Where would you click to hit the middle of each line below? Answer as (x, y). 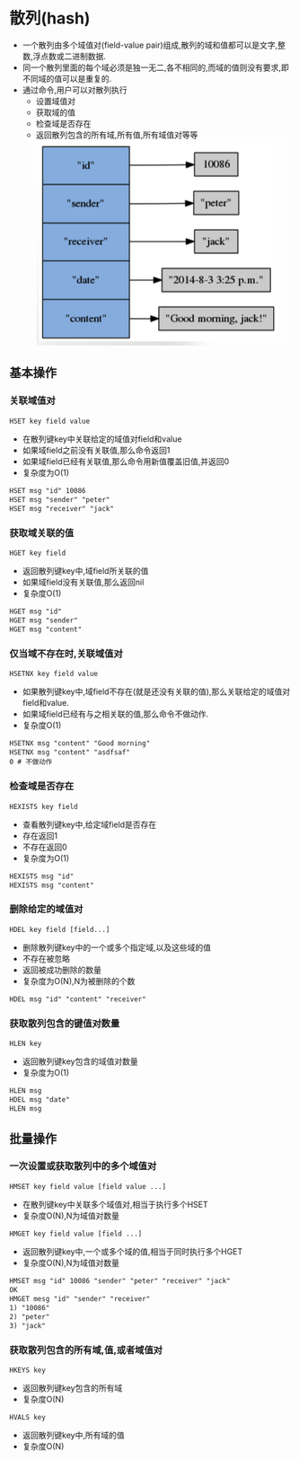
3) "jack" (28, 1325)
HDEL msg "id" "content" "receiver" (78, 999)
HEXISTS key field (44, 806)
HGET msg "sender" (44, 620)
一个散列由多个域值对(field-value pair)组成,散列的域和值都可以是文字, (150, 45)
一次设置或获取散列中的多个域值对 (83, 1166)
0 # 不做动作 (31, 762)
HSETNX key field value (54, 674)
